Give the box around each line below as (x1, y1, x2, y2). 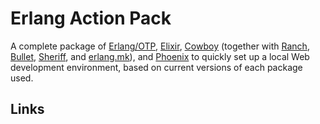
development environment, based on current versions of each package (10, 61, 303, 73)
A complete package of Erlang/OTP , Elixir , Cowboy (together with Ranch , (10, 40, 310, 52)
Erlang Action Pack (10, 7, 172, 30)
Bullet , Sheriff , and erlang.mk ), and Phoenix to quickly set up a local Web (10, 50, 310, 62)
